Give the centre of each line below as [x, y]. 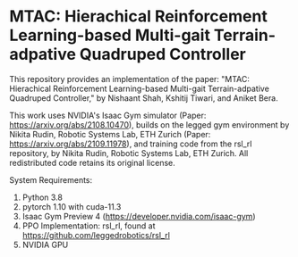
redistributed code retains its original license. [93, 162]
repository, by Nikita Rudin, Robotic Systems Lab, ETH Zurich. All [129, 153]
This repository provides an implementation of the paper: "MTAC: [130, 79]
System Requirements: [51, 179]
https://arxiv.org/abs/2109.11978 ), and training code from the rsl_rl [131, 144]
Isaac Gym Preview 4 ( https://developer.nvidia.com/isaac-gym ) [139, 216]
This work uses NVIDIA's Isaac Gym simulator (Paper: [108, 115]
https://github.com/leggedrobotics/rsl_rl [96, 235]
